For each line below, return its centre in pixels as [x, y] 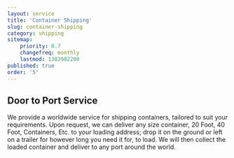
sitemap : [20, 40]
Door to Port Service [53, 100]
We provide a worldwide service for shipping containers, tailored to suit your [118, 117]
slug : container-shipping [45, 27]
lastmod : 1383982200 [50, 59]
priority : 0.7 [40, 46]
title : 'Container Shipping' [50, 20]
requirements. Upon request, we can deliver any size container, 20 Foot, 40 [116, 125]
